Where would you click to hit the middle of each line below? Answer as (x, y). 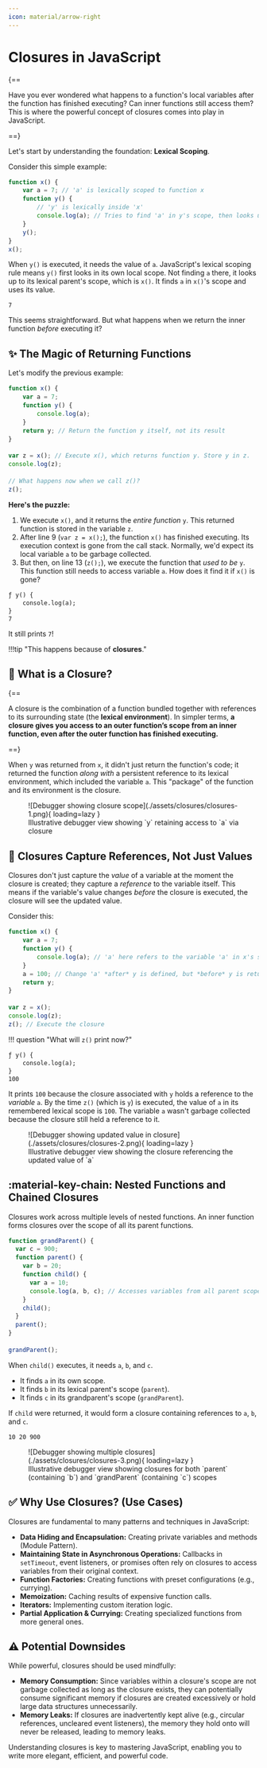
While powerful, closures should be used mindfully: (92, 1666)
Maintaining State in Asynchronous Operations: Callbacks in (121, 1554)
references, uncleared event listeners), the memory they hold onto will (135, 1723)
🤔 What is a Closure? (60, 674)
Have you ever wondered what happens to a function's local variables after (131, 95)
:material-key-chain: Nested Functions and (117, 1185)
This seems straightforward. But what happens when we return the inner (127, 320)
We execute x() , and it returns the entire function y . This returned (127, 520)
